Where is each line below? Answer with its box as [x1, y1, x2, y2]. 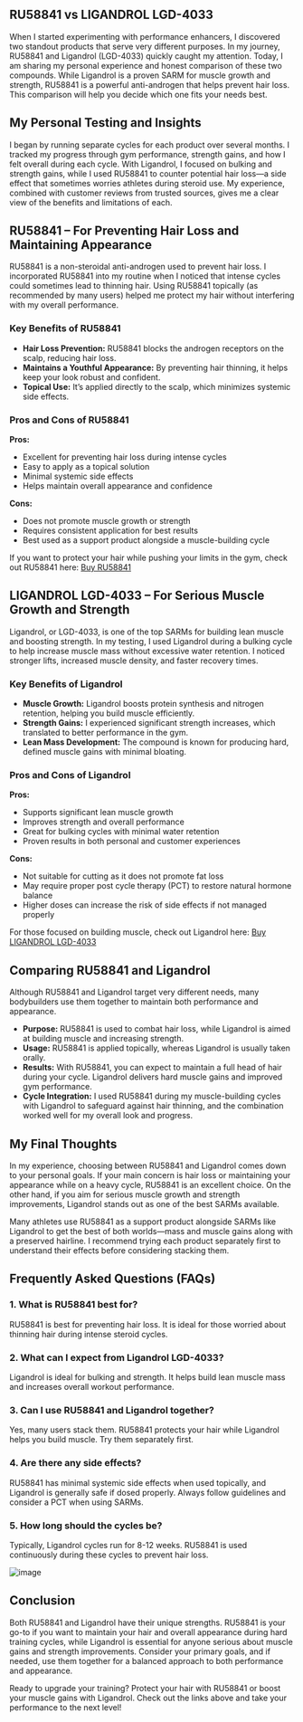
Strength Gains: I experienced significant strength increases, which [22, 718, 276, 728]
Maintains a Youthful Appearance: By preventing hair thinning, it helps [22, 362, 289, 373]
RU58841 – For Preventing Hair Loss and [9, 224, 240, 239]
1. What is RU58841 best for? [9, 1299, 138, 1311]
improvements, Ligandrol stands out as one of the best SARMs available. [9, 1199, 280, 1210]
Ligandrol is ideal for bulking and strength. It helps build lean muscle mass [9, 1372, 286, 1383]
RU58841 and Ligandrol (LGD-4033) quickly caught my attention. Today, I [9, 50, 283, 62]
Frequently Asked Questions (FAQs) [9, 1271, 216, 1287]
